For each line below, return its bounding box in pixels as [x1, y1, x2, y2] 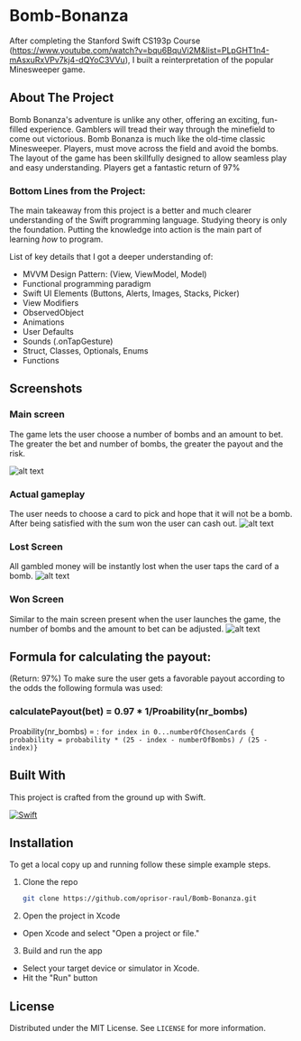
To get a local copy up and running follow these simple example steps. [9, 859, 271, 871]
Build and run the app [22, 945, 103, 956]
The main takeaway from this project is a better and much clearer [9, 205, 252, 216]
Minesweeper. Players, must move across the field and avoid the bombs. [9, 143, 279, 153]
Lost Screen [9, 540, 63, 553]
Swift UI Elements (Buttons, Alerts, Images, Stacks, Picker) [22, 288, 241, 299]
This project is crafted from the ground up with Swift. [9, 791, 206, 803]
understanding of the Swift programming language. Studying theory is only [9, 215, 287, 226]
